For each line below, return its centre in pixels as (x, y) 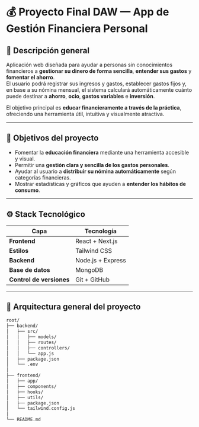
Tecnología (101, 231)
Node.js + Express (100, 260)
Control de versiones (39, 280)
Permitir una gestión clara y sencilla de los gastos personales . (92, 165)
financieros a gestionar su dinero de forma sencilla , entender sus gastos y (99, 71)
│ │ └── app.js (30, 354)
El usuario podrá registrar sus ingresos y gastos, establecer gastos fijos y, (96, 84)
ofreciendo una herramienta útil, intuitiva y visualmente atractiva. (85, 114)
